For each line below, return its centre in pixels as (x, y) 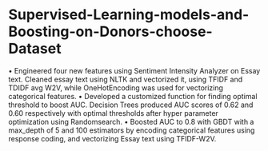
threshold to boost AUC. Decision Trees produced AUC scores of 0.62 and (131, 105)
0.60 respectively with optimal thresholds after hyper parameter (113, 113)
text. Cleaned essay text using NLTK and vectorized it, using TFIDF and (126, 79)
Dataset (35, 49)
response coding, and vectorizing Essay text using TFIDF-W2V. (112, 138)
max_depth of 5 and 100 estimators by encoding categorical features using (132, 130)
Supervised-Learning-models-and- (129, 15)
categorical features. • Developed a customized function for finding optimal (133, 96)
